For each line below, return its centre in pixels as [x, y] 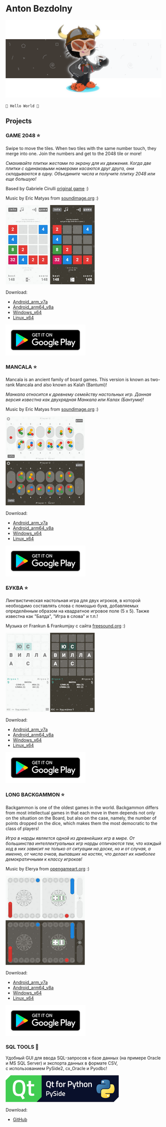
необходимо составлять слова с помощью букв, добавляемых [72, 606]
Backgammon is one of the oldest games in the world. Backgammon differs [82, 807]
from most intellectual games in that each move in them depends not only [80, 813]
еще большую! [21, 179]
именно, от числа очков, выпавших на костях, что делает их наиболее [81, 854]
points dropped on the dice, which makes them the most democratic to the [82, 823]
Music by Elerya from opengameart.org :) [48, 869]
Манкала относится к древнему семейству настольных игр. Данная [78, 394]
